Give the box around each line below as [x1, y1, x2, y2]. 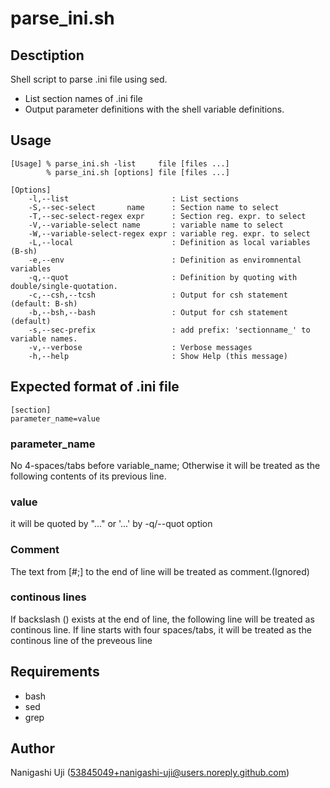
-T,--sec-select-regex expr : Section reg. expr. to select [28, 211, 307, 221]
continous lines [10, 590, 87, 604]
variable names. [10, 333, 78, 344]
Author [10, 740, 55, 757]
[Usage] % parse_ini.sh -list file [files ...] [10, 158, 230, 169]
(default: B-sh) [10, 298, 78, 309]
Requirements [10, 663, 100, 681]
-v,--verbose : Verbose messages [28, 342, 253, 352]
